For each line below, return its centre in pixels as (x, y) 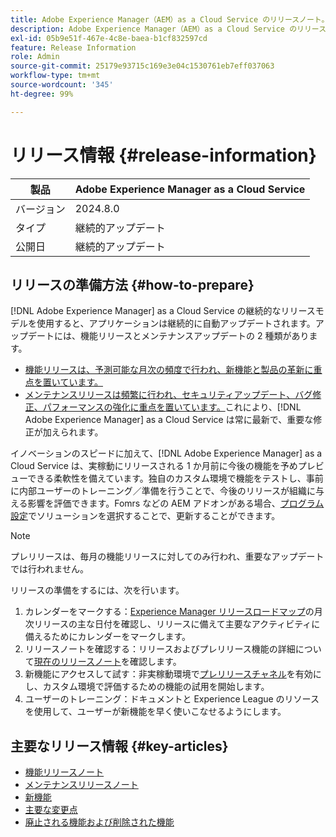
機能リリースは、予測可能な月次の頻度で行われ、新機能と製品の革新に (169, 370)
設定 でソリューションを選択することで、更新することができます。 (145, 516)
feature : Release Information (73, 47)
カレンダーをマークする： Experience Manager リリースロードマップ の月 (173, 612)
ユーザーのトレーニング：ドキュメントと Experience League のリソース (172, 699)
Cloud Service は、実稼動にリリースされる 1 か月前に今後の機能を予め (154, 466)
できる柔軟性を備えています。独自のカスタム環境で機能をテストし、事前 (175, 478)
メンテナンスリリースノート (81, 785)
